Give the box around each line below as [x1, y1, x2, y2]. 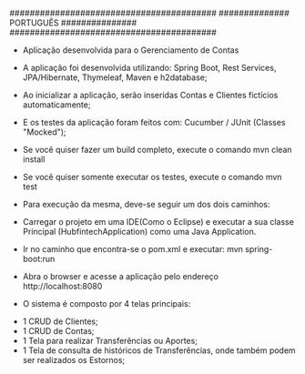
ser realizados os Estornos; [22, 355, 126, 365]
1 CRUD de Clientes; [22, 316, 98, 327]
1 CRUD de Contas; [22, 326, 95, 336]
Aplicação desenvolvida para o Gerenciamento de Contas [22, 45, 239, 56]
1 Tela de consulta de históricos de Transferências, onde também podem [22, 345, 296, 356]
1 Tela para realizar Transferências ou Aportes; [22, 336, 198, 346]
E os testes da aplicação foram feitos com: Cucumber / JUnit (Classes [22, 117, 286, 127]
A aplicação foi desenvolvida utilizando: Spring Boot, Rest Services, [22, 63, 277, 73]
